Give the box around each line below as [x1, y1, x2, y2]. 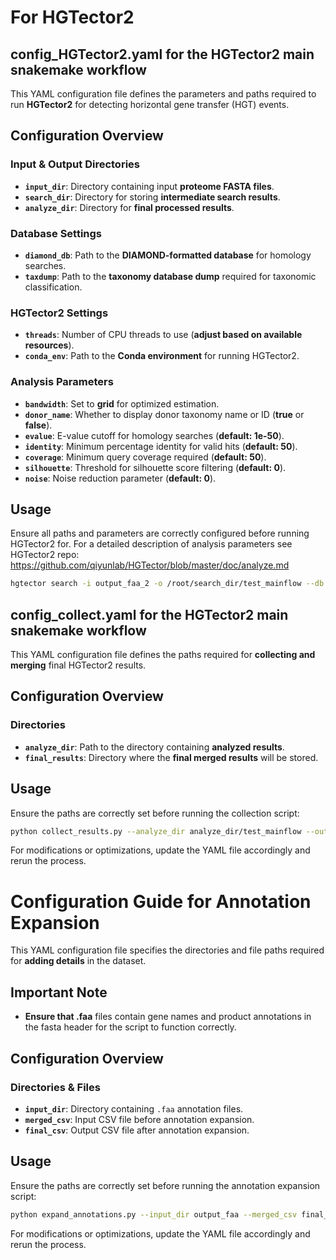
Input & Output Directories [10, 157, 140, 171]
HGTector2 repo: [10, 549, 80, 561]
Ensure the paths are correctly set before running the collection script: [10, 807, 300, 819]
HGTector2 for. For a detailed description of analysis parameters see [10, 538, 293, 550]
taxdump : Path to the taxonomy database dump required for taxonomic [24, 270, 317, 282]
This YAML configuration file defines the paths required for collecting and [10, 649, 316, 661]
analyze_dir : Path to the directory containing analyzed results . [24, 741, 285, 753]
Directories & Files [10, 1080, 101, 1094]
